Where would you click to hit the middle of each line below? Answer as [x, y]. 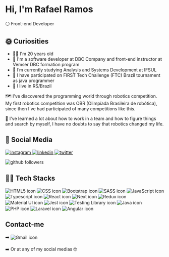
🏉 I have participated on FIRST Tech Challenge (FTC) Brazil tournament [86, 75]
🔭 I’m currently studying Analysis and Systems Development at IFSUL [84, 70]
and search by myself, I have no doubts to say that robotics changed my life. [84, 124]
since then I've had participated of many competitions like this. [70, 109]
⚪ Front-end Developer [30, 23]
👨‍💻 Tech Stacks [30, 178]
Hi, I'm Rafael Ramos [49, 9]
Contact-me [25, 224]
